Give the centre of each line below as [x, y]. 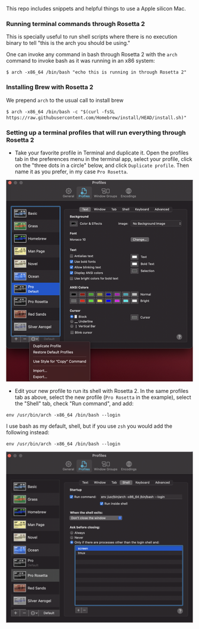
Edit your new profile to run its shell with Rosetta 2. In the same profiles [102, 391]
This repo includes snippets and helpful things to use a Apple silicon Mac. [96, 9]
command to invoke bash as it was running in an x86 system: [81, 61]
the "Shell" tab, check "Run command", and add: [74, 403]
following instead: [28, 432]
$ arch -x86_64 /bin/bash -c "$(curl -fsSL [61, 112]
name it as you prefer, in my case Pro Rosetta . [71, 172]
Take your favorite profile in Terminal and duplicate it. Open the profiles [102, 153]
